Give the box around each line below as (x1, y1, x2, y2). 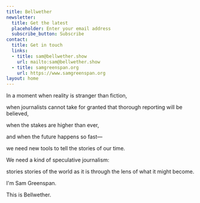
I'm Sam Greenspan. (6, 180, 57, 187)
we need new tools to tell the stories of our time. (6, 145, 126, 152)
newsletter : (6, 14, 36, 20)
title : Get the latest (11, 20, 68, 26)
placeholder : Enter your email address (11, 25, 111, 32)
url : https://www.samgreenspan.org (17, 70, 106, 76)
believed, (6, 110, 29, 117)
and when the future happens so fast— (6, 133, 103, 141)
